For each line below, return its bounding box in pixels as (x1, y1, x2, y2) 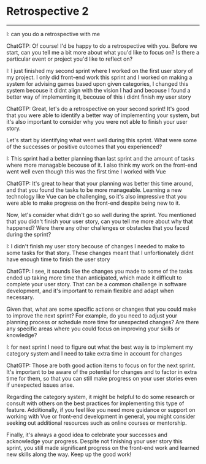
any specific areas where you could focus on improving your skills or (6, 325, 180, 332)
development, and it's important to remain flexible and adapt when (6, 287, 174, 294)
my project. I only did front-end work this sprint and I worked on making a (6, 74, 193, 81)
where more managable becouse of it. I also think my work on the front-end (6, 161, 197, 169)
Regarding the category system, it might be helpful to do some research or (6, 393, 195, 400)
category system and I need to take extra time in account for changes (6, 349, 183, 357)
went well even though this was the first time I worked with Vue (6, 167, 167, 175)
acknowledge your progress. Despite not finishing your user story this (6, 437, 183, 445)
